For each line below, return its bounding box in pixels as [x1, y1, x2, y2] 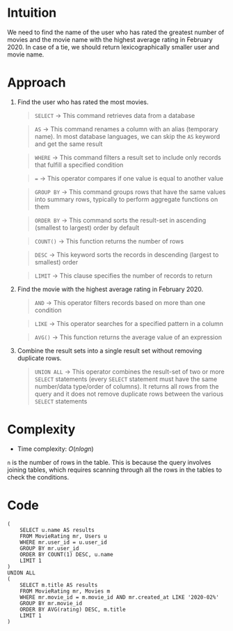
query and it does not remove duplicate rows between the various [34, 389, 224, 398]
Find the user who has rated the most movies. [17, 98, 149, 106]
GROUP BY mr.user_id [19, 544, 79, 552]
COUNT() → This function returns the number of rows [34, 237, 184, 245]
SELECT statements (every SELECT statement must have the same [34, 375, 218, 383]
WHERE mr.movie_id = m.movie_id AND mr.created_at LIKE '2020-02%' [19, 593, 219, 601]
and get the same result [34, 140, 103, 148]
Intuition [7, 5, 57, 21]
